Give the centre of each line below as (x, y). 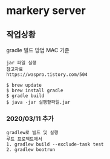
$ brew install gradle (35, 90)
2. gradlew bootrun (31, 150)
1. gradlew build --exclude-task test (55, 144)
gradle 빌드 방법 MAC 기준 (38, 50)
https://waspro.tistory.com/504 (47, 75)
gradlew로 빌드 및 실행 (32, 133)
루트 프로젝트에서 (24, 139)
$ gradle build (25, 96)
